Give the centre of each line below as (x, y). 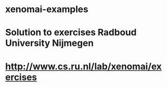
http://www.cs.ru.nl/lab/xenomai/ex (83, 66)
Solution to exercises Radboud (71, 33)
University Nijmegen (49, 43)
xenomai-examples (47, 9)
